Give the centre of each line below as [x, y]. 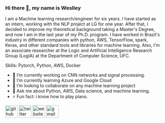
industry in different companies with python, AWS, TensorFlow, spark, [77, 40]
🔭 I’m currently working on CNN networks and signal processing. [79, 75]
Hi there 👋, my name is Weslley [43, 8]
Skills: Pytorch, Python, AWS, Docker [43, 65]
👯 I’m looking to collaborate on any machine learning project [74, 86]
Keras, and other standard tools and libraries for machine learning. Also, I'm [82, 45]
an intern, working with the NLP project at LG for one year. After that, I [77, 24]
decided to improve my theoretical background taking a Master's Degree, [80, 29]
